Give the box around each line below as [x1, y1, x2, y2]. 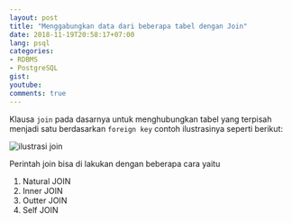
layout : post [9, 13, 59, 23]
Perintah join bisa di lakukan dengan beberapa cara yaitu [9, 158, 221, 169]
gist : [9, 72, 30, 81]
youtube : [9, 80, 42, 89]
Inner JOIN [22, 185, 63, 196]
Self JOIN [22, 204, 59, 215]
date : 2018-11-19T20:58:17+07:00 [9, 30, 135, 39]
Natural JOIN [22, 175, 71, 186]
